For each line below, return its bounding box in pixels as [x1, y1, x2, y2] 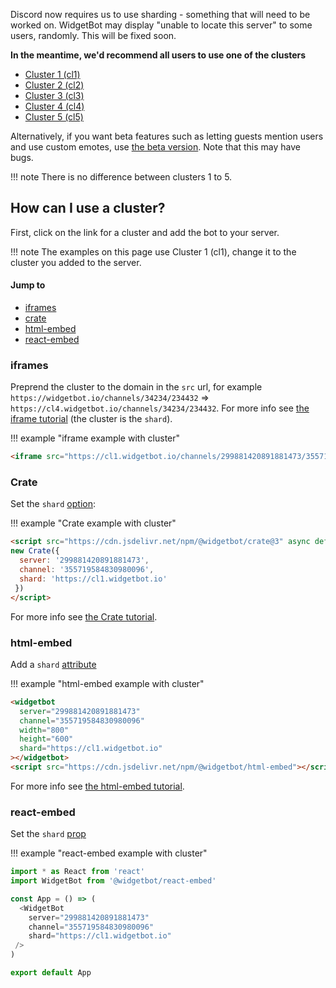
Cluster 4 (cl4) [24, 100, 85, 112]
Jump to [10, 279, 46, 291]
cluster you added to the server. [10, 256, 142, 268]
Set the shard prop [10, 828, 87, 840]
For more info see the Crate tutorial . [10, 610, 158, 623]
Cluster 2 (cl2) [24, 79, 85, 91]
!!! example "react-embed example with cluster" [10, 847, 208, 859]
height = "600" [19, 734, 74, 744]
